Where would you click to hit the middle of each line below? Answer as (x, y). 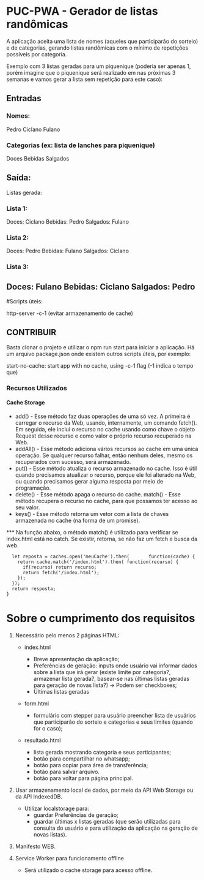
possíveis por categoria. (37, 54)
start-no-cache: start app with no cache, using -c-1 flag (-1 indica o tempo (100, 365)
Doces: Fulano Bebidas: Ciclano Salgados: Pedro (101, 286)
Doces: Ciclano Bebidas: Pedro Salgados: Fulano (68, 222)
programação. (33, 488)
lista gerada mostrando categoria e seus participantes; (102, 752)
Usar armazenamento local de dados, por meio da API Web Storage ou (104, 790)
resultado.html (42, 740)
